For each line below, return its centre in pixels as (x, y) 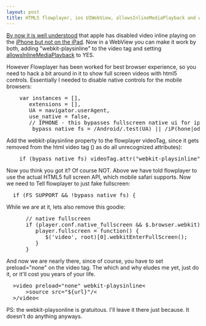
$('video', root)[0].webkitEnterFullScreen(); (116, 237)
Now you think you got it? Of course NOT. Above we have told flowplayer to (102, 170)
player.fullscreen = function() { (87, 231)
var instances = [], (50, 98)
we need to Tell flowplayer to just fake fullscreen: (68, 183)
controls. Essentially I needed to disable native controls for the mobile (94, 80)
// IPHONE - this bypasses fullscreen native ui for (110, 122)
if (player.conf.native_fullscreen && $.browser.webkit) (113, 224)
